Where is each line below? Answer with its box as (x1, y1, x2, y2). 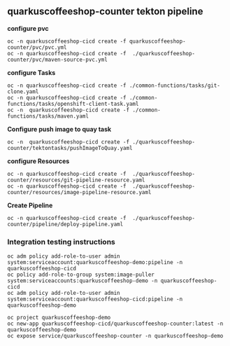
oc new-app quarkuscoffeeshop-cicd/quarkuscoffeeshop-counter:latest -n (7, 320, 224, 328)
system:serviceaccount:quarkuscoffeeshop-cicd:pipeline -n (7, 296, 183, 303)
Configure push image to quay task (7, 125, 112, 133)
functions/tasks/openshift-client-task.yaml (7, 100, 139, 107)
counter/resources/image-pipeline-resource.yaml (7, 188, 152, 195)
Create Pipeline (7, 201, 53, 209)
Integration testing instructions (7, 237, 115, 247)
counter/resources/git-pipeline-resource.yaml (7, 177, 145, 184)
